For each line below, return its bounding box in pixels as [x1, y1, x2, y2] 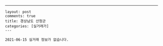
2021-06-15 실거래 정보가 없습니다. [5, 37, 69, 42]
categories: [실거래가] [5, 24, 49, 29]
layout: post [5, 10, 32, 14]
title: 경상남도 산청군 [5, 19, 46, 23]
